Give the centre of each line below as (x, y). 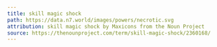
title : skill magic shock (44, 13)
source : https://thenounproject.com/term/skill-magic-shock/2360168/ (109, 33)
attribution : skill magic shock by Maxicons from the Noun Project (106, 26)
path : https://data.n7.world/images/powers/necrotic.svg (91, 20)
